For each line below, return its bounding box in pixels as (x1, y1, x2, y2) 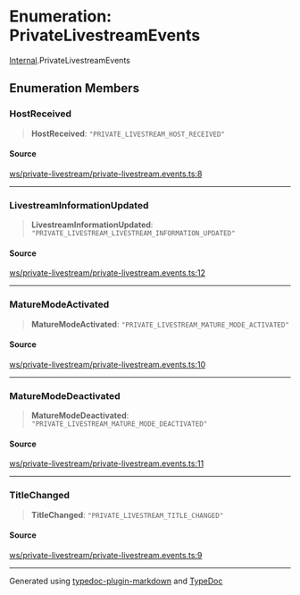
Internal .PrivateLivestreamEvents (9, 55, 131, 65)
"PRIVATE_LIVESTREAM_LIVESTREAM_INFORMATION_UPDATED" (30, 229, 236, 238)
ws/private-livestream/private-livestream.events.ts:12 (9, 268, 205, 278)
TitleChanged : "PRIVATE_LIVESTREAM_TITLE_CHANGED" (30, 509, 224, 520)
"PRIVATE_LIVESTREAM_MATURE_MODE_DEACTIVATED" (30, 420, 208, 429)
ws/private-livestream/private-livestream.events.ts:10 (9, 359, 206, 370)
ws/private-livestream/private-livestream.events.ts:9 (9, 549, 203, 560)
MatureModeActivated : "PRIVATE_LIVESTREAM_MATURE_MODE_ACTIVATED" (30, 319, 290, 329)
